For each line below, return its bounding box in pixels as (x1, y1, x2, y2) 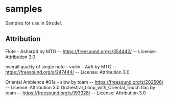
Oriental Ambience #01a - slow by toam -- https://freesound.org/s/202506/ (5, 79, 164, 85)
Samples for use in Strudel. (5, 20, 62, 26)
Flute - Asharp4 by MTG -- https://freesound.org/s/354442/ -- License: (5, 48, 156, 54)
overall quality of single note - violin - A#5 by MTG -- (5, 63, 117, 69)
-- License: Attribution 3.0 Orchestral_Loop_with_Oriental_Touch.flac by (5, 84, 156, 90)
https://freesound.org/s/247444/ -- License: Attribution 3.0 (5, 69, 130, 75)
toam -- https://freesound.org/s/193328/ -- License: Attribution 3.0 (5, 90, 146, 96)
